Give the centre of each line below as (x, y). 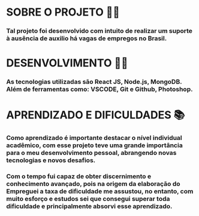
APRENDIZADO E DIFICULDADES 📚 (96, 115)
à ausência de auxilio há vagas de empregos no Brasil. (87, 38)
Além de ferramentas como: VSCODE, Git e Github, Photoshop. (99, 89)
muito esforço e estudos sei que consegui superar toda (88, 199)
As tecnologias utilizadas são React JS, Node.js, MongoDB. (94, 82)
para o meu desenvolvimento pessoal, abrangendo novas (91, 153)
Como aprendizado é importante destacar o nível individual (94, 138)
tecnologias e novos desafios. (51, 160)
